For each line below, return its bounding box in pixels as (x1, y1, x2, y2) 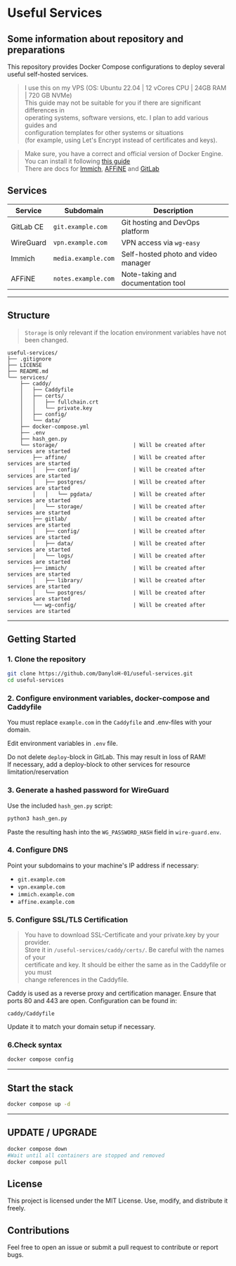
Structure (7, 309, 51, 321)
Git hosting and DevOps (121, 217, 200, 227)
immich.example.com (17, 891, 75, 898)
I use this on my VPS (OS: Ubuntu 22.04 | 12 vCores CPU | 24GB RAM (24, 84, 227, 92)
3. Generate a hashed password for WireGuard (7, 785, 169, 795)
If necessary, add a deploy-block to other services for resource (7, 761, 191, 769)
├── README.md (7, 368, 49, 375)
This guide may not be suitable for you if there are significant (24, 98, 202, 107)
